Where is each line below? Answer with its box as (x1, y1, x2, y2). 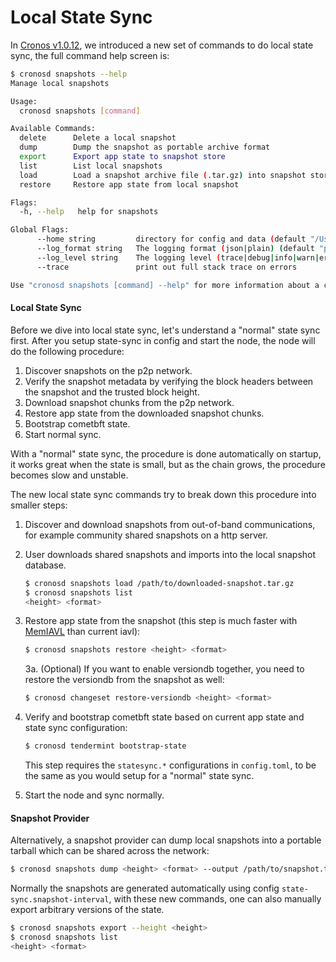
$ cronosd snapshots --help (10, 69, 128, 79)
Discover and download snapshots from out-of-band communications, (24, 518, 316, 530)
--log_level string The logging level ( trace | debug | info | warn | (36, 252, 320, 263)
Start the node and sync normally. (24, 789, 165, 801)
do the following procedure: (10, 345, 125, 357)
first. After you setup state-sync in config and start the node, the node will (10, 334, 316, 346)
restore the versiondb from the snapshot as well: (24, 674, 225, 686)
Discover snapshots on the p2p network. (24, 364, 193, 376)
